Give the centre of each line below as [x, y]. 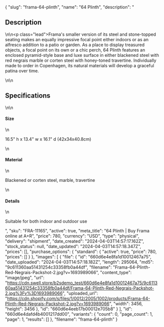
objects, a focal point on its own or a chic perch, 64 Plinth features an [75, 50]
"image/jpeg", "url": [25, 278]
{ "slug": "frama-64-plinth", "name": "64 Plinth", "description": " [70, 7]
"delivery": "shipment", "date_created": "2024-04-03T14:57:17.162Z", [75, 241]
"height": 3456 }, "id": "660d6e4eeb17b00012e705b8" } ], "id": [69, 309]
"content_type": [116, 273]
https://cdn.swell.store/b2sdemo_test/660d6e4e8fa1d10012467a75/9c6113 [82, 283]
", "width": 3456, [126, 304]
